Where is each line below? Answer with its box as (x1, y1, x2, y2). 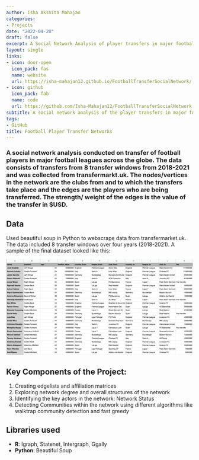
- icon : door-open (6, 59, 52, 65)
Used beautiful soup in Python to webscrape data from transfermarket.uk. (6, 234, 187, 241)
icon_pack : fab (11, 91, 49, 97)
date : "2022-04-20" (6, 28, 54, 34)
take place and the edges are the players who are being (6, 186, 169, 194)
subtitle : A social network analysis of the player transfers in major (6, 110, 187, 116)
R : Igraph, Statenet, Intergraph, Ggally (14, 440, 108, 448)
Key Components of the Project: (6, 366, 127, 376)
